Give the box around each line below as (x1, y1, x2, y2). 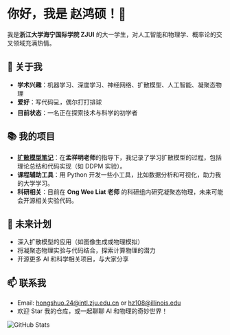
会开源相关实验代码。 (16, 196, 78, 204)
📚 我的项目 (7, 131, 56, 142)
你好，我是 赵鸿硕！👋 (7, 6, 127, 22)
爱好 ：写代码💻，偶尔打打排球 (16, 98, 102, 106)
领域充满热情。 (12, 39, 56, 47)
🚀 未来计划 (7, 218, 51, 230)
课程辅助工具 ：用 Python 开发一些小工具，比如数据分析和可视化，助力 (16, 170, 216, 179)
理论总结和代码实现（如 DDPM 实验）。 (16, 162, 126, 170)
